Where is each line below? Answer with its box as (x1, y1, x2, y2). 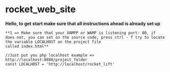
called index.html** (5, 43, 49, 49)
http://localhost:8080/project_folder (5, 57, 88, 62)
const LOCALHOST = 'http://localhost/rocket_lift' (5, 61, 115, 67)
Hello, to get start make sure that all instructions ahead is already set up (5, 20, 160, 27)
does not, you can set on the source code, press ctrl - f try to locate (5, 35, 165, 40)
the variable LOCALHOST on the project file (5, 39, 101, 44)
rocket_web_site (5, 4, 76, 15)
